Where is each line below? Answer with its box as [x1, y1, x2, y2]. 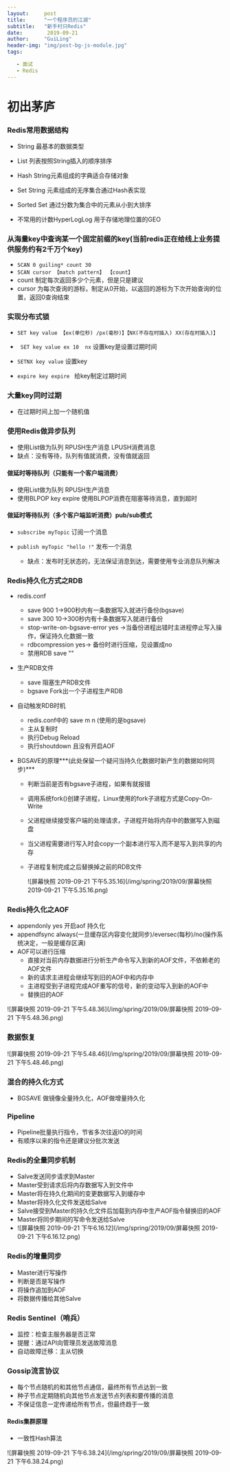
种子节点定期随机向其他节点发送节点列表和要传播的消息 [16, 1392, 174, 1400]
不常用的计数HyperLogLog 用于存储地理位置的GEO [16, 215, 161, 224]
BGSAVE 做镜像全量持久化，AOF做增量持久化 [16, 1094, 146, 1102]
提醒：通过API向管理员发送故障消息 [16, 1339, 118, 1347]
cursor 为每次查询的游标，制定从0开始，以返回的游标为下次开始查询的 [16, 285, 216, 293]
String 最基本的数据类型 [16, 142, 84, 151]
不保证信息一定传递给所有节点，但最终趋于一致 [16, 1400, 150, 1409]
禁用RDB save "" [27, 649, 74, 657]
